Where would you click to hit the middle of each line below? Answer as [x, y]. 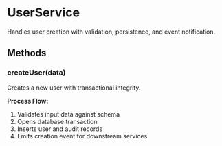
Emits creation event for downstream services [82, 136]
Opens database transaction [57, 121]
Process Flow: [28, 101]
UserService [44, 13]
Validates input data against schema [68, 114]
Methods [27, 53]
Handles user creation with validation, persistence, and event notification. [111, 32]
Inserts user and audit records [60, 129]
